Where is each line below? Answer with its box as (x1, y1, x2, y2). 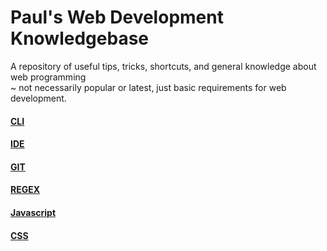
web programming (10, 71, 87, 83)
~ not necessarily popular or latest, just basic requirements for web (10, 81, 287, 93)
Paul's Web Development (10, 6, 224, 29)
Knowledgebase (10, 27, 149, 50)
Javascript (10, 206, 57, 218)
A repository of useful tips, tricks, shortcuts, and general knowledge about (10, 60, 317, 72)
